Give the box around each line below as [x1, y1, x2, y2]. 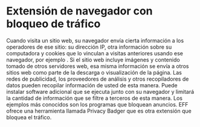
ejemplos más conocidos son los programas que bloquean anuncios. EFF [6, 101, 189, 108]
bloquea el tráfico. [6, 113, 52, 121]
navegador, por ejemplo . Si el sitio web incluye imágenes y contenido [6, 56, 180, 63]
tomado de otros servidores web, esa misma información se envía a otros [6, 62, 189, 70]
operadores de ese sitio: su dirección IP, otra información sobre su [6, 43, 172, 51]
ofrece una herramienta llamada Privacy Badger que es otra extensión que [6, 107, 192, 114]
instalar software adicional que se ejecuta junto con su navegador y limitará [6, 88, 195, 95]
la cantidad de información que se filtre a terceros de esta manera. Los [6, 94, 183, 102]
